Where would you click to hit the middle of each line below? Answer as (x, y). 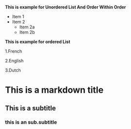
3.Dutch (13, 70)
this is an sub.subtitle (31, 122)
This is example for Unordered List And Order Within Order (65, 7)
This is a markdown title (54, 90)
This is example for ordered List (38, 42)
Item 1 (18, 16)
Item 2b (27, 32)
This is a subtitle (30, 108)
